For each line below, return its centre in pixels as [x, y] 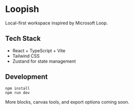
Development [27, 77]
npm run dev [17, 93]
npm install [17, 88]
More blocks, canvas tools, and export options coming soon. [67, 102]
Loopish [22, 9]
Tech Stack [23, 39]
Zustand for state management [44, 61]
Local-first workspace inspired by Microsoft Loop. [57, 23]
